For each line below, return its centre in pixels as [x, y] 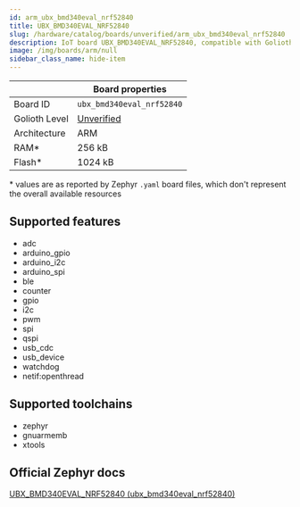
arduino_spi [43, 271]
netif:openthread [53, 376]
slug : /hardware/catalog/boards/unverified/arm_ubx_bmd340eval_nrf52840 [147, 34]
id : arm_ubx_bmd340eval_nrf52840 [71, 17]
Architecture [40, 133]
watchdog [41, 366]
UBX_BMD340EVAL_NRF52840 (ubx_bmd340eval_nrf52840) [122, 494]
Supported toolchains [71, 404]
